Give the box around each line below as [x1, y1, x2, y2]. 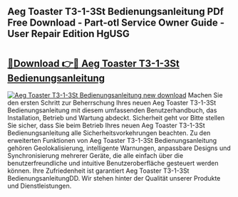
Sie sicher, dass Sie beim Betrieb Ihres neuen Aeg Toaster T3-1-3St [7, 121, 205, 129]
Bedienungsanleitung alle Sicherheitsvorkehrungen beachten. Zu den [7, 129, 211, 137]
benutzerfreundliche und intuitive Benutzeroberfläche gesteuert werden [7, 159, 219, 167]
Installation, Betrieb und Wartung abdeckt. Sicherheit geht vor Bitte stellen [7, 114, 225, 122]
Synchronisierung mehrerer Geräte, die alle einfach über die [7, 151, 184, 159]
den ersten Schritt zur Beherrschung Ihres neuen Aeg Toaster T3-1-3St [7, 99, 217, 107]
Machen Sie [187, 91, 223, 99]
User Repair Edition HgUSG [7, 28, 130, 40]
